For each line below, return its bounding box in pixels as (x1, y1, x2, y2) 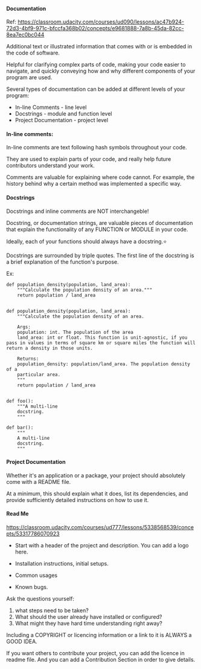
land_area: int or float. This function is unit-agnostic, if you (17, 334, 188, 341)
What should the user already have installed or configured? (14, 613, 162, 621)
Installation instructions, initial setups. (14, 560, 109, 567)
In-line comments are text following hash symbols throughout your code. (6, 144, 187, 151)
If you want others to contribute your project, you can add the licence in (6, 650, 185, 657)
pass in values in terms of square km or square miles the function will (6, 339, 196, 346)
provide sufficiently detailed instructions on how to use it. (6, 496, 149, 503)
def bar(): (6, 424, 34, 431)
